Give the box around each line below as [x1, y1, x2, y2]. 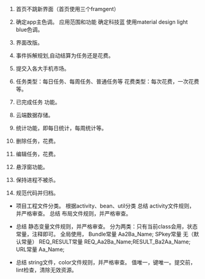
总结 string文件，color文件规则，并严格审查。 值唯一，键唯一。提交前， [15, 259, 196, 266]
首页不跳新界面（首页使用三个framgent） [15, 5, 120, 12]
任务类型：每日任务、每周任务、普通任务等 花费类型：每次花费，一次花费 [15, 78, 200, 85]
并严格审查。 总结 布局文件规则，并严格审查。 [15, 210, 132, 217]
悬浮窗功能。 [15, 164, 48, 170]
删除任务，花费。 [15, 137, 59, 145]
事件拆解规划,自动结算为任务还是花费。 [15, 52, 114, 59]
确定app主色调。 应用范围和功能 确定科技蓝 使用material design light [15, 18, 188, 26]
